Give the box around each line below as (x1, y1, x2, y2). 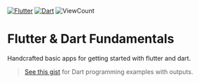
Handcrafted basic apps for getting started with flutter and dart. (7, 54, 191, 62)
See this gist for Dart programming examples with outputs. (24, 67, 193, 76)
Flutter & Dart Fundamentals (7, 31, 174, 47)
